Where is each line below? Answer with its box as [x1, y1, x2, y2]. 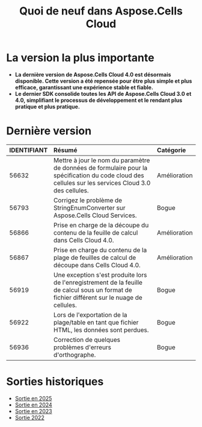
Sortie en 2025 [14, 394, 52, 402]
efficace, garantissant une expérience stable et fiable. [14, 83, 153, 91]
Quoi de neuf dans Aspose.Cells [19, 4, 183, 18]
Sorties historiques [6, 375, 104, 388]
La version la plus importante [6, 51, 155, 65]
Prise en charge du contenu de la [53, 245, 147, 254]
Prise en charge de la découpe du [53, 221, 149, 229]
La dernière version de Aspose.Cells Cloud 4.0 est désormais [14, 71, 171, 78]
